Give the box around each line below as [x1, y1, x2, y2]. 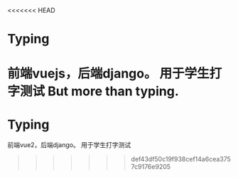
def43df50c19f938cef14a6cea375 [131, 155, 231, 163]
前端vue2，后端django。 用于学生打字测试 [7, 141, 131, 149]
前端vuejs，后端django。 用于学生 [7, 65, 210, 82]
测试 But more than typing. [20, 83, 179, 100]
